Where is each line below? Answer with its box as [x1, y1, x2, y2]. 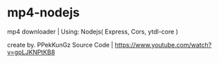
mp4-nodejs [7, 5, 80, 21]
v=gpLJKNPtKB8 [7, 48, 55, 56]
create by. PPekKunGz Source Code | [7, 40, 114, 49]
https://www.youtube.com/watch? [115, 40, 212, 49]
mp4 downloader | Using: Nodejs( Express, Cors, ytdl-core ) [7, 27, 178, 36]
